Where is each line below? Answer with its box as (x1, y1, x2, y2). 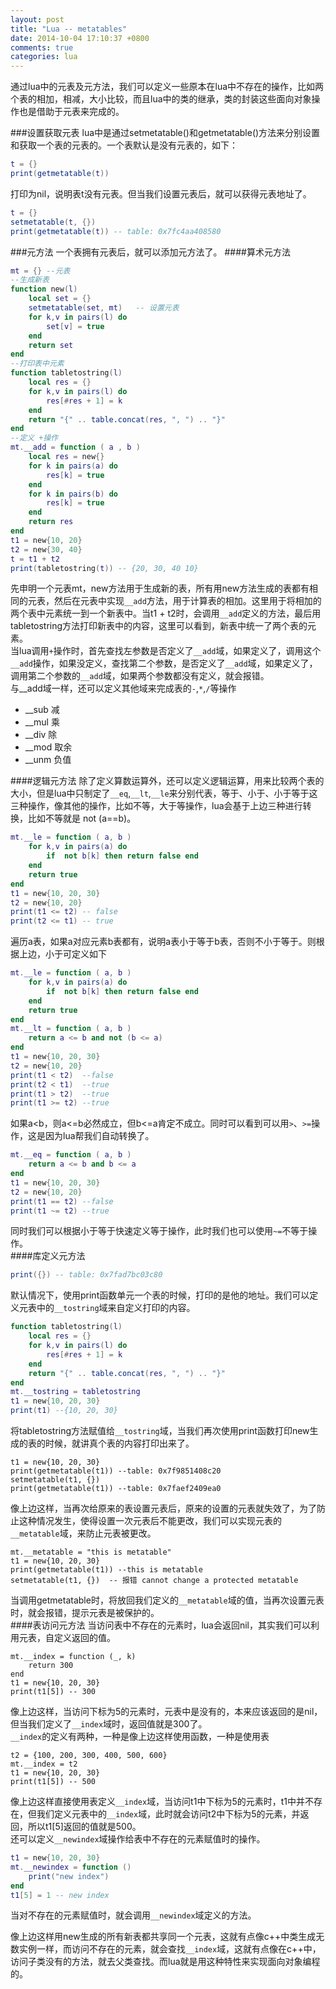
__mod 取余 (24, 741, 73, 753)
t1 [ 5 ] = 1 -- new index (10, 1890, 110, 1900)
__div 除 (24, 729, 58, 741)
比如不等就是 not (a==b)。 (27, 812, 137, 825)
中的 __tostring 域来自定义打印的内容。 (36, 1302, 196, 1314)
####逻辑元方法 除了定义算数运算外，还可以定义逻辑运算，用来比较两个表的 (10, 775, 325, 787)
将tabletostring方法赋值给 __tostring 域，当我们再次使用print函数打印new (10, 1425, 310, 1436)
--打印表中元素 (10, 359, 65, 369)
